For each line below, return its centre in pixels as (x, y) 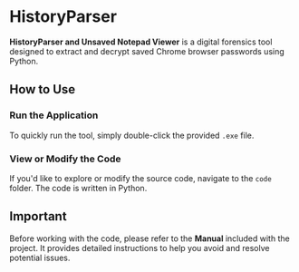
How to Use (43, 89)
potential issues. (40, 257)
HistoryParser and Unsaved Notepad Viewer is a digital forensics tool (141, 42)
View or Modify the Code (65, 159)
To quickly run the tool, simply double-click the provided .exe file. (132, 135)
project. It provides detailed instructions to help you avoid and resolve (140, 248)
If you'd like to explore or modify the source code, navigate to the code (140, 178)
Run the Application (54, 115)
